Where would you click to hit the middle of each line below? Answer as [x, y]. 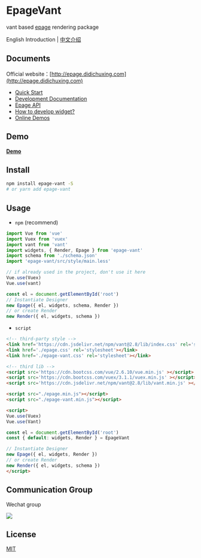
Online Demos [32, 118]
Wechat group [24, 504]
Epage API [28, 105]
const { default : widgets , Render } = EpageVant [68, 438]
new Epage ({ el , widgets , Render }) [52, 454]
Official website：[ [29, 74]
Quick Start [29, 92]
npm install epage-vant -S [40, 184]
